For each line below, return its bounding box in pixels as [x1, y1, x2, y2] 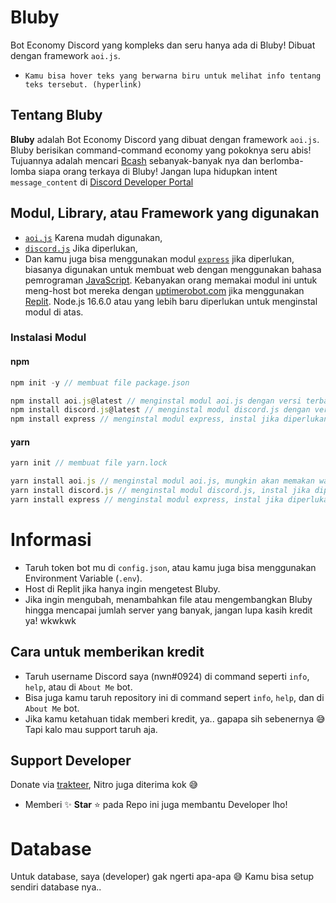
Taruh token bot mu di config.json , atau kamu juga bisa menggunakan [24, 561, 317, 573]
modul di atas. [24, 306, 84, 318]
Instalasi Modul [10, 331, 87, 345]
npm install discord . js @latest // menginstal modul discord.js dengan [10, 405, 311, 415]
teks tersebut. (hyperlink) [24, 79, 142, 90]
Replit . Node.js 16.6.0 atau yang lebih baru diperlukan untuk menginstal [24, 295, 318, 307]
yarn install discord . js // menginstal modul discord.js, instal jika [10, 486, 311, 496]
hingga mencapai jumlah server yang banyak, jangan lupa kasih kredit [24, 604, 313, 616]
